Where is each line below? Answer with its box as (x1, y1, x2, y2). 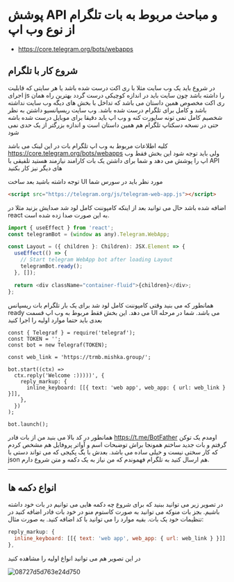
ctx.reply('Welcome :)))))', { (14, 372, 105, 379)
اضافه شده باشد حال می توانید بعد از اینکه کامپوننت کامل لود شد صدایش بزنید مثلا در (8, 203, 226, 212)
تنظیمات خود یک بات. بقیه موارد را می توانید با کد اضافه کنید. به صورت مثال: (8, 515, 204, 523)
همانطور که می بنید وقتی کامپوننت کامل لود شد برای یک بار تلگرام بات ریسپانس (8, 300, 214, 309)
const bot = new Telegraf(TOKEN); (8, 342, 108, 349)
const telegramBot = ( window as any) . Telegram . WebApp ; (8, 231, 170, 238)
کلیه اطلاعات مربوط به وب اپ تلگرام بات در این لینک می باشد (8, 141, 169, 150)
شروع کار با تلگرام (8, 65, 78, 77)
